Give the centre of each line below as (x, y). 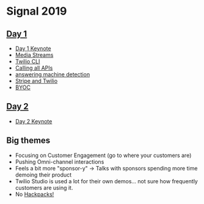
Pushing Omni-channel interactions (60, 162)
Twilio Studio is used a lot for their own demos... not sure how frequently (107, 181)
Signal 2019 (37, 11)
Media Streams (34, 55)
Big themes (28, 141)
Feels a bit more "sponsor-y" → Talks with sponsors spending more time (106, 168)
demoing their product (43, 175)
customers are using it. (44, 188)
